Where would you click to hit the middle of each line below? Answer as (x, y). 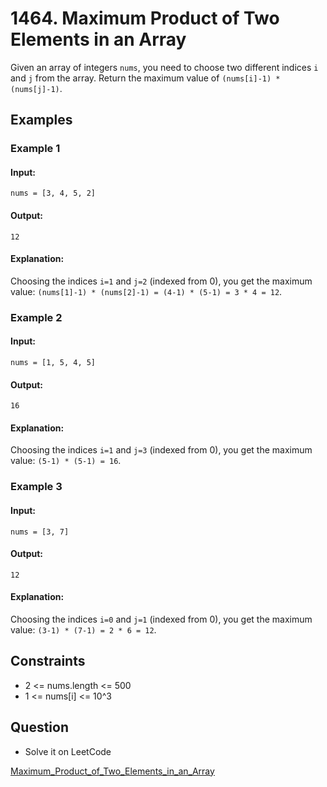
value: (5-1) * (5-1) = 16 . (66, 461)
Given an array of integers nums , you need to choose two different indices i (164, 67)
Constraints (48, 661)
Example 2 (36, 317)
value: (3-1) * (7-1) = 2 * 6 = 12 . (83, 629)
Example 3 (36, 487)
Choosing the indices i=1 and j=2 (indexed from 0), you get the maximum (161, 281)
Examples (41, 120)
